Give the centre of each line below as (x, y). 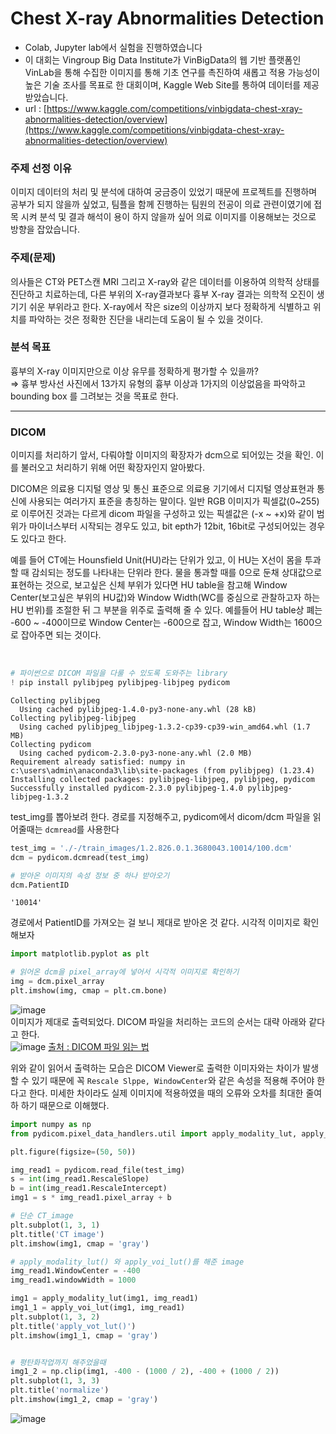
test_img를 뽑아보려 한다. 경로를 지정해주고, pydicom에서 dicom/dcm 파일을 (160, 816)
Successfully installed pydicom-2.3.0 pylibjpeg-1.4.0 (127, 788)
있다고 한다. (43, 539)
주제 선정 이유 (41, 168)
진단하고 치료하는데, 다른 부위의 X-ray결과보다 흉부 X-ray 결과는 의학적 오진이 (162, 294)
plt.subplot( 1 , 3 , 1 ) (55, 1225)
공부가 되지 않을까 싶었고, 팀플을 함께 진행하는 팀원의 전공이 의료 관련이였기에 (161, 204)
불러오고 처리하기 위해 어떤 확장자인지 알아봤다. (113, 468)
